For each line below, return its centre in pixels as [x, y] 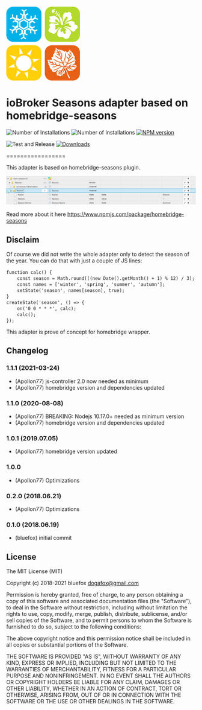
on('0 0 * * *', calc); [47, 309]
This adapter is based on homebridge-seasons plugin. [73, 167]
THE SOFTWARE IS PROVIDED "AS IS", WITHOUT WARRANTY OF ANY [94, 657]
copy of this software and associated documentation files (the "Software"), [99, 601]
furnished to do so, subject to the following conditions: [74, 627]
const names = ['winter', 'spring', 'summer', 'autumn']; [91, 285]
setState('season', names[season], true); [71, 291]
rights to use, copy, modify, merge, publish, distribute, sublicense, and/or [97, 614]
